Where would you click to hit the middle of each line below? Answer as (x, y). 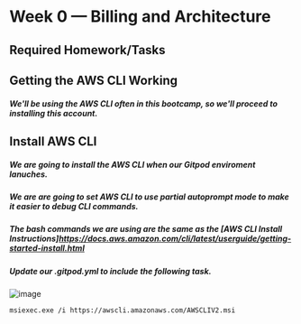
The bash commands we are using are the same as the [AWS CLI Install (146, 229)
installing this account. (54, 113)
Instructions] (34, 239)
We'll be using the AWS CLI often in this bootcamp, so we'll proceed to (143, 103)
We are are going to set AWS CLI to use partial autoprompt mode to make (150, 197)
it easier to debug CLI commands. (74, 206)
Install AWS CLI (53, 141)
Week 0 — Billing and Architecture (140, 17)
